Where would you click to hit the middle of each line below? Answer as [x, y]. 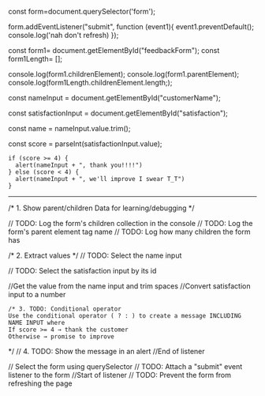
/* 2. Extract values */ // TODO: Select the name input [95, 255]
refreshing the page [40, 383]
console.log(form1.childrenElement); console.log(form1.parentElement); [124, 74]
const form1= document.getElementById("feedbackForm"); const [114, 50]
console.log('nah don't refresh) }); [63, 35]
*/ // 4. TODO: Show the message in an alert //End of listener [106, 351]
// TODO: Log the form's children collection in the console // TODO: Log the [131, 223]
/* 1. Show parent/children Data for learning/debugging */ [101, 208]
